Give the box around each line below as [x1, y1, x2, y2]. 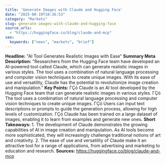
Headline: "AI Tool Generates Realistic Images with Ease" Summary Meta [5, 53, 156, 59]
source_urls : [5, 26, 32, 31]
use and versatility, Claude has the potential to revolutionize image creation [5, 79, 159, 85]
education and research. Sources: [5, 148, 75, 154]
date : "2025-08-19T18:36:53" [5, 12, 65, 17]
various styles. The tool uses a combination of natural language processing [5, 69, 159, 75]
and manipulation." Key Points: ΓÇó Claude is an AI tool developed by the [5, 85, 155, 91]
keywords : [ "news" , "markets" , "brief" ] [9, 40, 94, 45]
